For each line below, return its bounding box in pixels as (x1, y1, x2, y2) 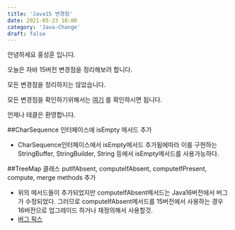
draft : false (7, 30, 46, 38)
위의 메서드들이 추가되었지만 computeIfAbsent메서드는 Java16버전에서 (17, 188, 215, 197)
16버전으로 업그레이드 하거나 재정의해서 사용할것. (17, 206, 154, 214)
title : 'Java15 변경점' (7, 10, 73, 18)
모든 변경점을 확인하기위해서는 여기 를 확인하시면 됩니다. (7, 96, 163, 104)
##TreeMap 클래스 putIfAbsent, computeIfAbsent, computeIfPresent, (7, 164, 207, 173)
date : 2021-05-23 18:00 (7, 17, 78, 24)
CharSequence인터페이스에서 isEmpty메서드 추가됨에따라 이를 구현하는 (17, 141, 217, 149)
